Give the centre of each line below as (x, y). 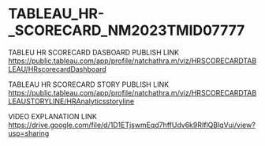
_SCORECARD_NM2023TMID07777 (127, 30)
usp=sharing (29, 133)
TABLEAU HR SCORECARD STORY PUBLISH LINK (89, 84)
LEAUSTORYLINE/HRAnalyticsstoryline (71, 101)
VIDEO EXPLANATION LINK (52, 116)
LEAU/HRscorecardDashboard (57, 69)
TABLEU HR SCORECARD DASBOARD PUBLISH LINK (94, 52)
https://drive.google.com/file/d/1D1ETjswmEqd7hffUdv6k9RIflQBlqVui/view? (132, 125)
